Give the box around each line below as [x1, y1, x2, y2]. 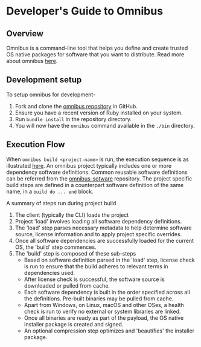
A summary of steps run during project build [6, 199, 116, 207]
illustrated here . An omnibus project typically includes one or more [6, 162, 172, 169]
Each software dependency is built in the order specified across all [24, 288, 190, 296]
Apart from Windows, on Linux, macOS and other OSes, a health [24, 301, 184, 308]
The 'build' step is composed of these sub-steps [14, 250, 136, 257]
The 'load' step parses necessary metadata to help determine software [14, 224, 192, 231]
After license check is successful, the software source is [24, 276, 165, 283]
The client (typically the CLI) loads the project [14, 211, 129, 219]
